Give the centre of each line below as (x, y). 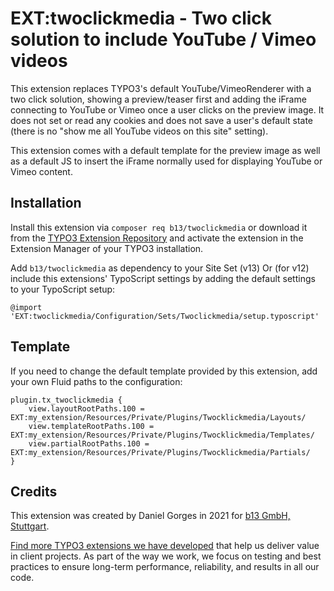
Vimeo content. (41, 171)
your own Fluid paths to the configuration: (96, 381)
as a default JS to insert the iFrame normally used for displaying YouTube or (166, 161)
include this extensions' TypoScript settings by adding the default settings (163, 278)
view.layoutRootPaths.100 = (86, 408)
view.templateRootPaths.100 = (91, 426)
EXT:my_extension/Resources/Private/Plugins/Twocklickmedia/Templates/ (162, 435)
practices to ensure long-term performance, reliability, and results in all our (165, 567)
